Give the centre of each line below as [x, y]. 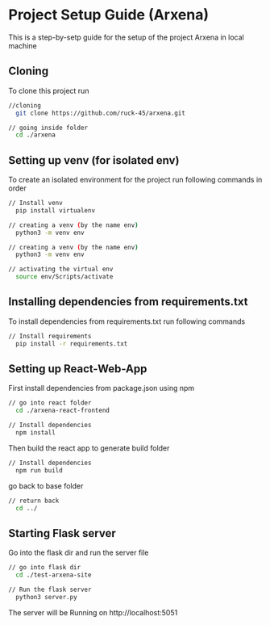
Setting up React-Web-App [78, 369]
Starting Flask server [62, 533]
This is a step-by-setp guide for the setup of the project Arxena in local [126, 37]
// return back [34, 501]
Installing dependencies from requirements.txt [128, 302]
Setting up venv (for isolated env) [94, 160]
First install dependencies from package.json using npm [102, 388]
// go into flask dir [45, 568]
